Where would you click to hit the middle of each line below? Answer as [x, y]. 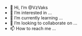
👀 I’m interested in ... [31, 13]
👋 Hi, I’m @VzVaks [29, 8]
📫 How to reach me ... [33, 28]
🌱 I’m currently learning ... [36, 18]
